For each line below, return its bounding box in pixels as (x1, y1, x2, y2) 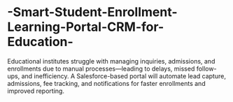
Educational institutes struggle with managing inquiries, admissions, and (7, 57, 216, 65)
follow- (196, 64, 217, 73)
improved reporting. (7, 87, 65, 95)
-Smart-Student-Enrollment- (7, 4, 178, 20)
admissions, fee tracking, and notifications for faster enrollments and (7, 79, 206, 87)
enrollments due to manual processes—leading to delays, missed (7, 64, 195, 73)
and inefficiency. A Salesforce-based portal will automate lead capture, (21, 71, 226, 80)
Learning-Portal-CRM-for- (7, 19, 164, 35)
